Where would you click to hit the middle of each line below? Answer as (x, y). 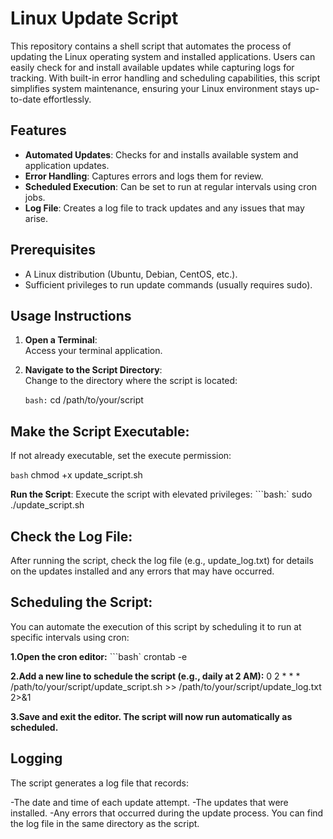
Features (38, 130)
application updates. (67, 165)
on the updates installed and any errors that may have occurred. (142, 571)
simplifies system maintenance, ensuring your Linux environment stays (156, 88)
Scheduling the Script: (81, 602)
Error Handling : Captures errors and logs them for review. (144, 176)
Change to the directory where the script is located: (131, 381)
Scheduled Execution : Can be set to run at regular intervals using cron (171, 186)
